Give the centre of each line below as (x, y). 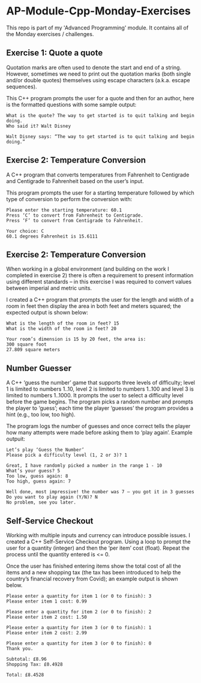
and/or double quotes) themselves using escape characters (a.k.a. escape (98, 80)
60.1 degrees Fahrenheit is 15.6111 (52, 236)
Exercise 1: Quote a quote (55, 53)
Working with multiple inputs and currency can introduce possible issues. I (98, 535)
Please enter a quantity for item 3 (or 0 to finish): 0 (79, 643)
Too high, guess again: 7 (38, 481)
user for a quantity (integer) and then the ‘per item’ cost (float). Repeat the (98, 548)
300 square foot (26, 345)
